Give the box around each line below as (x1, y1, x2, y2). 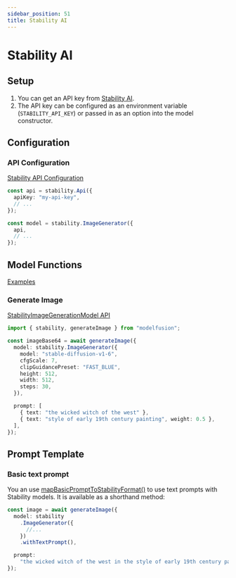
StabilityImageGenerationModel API (7, 311, 110, 320)
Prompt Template (7, 448, 84, 460)
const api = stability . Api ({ (7, 187, 93, 194)
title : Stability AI (7, 17, 68, 24)
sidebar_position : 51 (7, 10, 71, 18)
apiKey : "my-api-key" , (13, 194, 80, 201)
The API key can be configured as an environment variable (17, 101, 188, 110)
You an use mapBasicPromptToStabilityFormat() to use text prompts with (7, 485, 218, 494)
